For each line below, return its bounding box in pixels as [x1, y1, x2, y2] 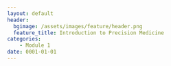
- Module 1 [19, 42, 51, 49]
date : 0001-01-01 [7, 49, 57, 56]
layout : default [7, 10, 54, 17]
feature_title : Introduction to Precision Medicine [13, 29, 165, 36]
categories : [7, 36, 41, 43]
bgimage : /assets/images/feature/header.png [13, 23, 143, 30]
